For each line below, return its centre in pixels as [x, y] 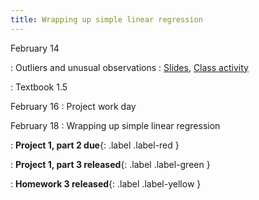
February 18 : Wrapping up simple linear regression [115, 125]
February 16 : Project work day [73, 106]
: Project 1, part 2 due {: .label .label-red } [95, 145]
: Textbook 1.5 [39, 87]
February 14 [35, 48]
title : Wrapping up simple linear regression [106, 19]
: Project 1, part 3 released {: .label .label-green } [110, 164]
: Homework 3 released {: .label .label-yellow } [106, 183]
